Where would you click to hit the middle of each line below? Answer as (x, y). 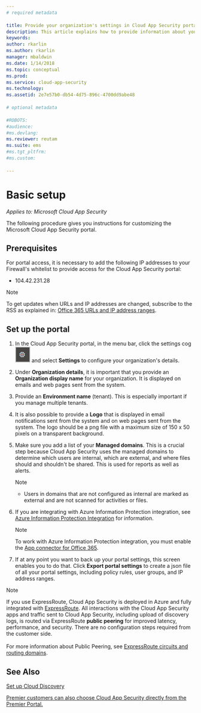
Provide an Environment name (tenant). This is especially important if (101, 396)
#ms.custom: (21, 158)
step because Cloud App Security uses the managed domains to (94, 452)
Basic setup (36, 195)
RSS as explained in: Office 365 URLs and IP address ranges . (81, 310)
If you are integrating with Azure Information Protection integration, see (103, 512)
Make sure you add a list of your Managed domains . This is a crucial (99, 445)
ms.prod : (17, 76)
